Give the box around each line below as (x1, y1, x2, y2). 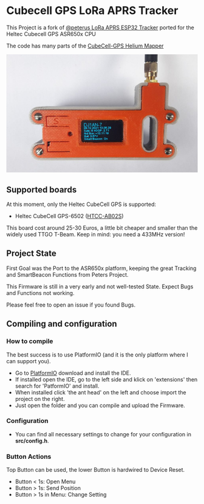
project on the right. (15, 395, 65, 402)
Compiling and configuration (6, 319, 117, 329)
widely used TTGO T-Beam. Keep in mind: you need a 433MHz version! (6, 231, 185, 238)
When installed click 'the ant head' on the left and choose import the (15, 388, 186, 396)
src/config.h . (15, 437, 49, 444)
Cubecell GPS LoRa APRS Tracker (6, 4, 178, 18)
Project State (6, 248, 56, 259)
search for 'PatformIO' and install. (15, 382, 100, 389)
